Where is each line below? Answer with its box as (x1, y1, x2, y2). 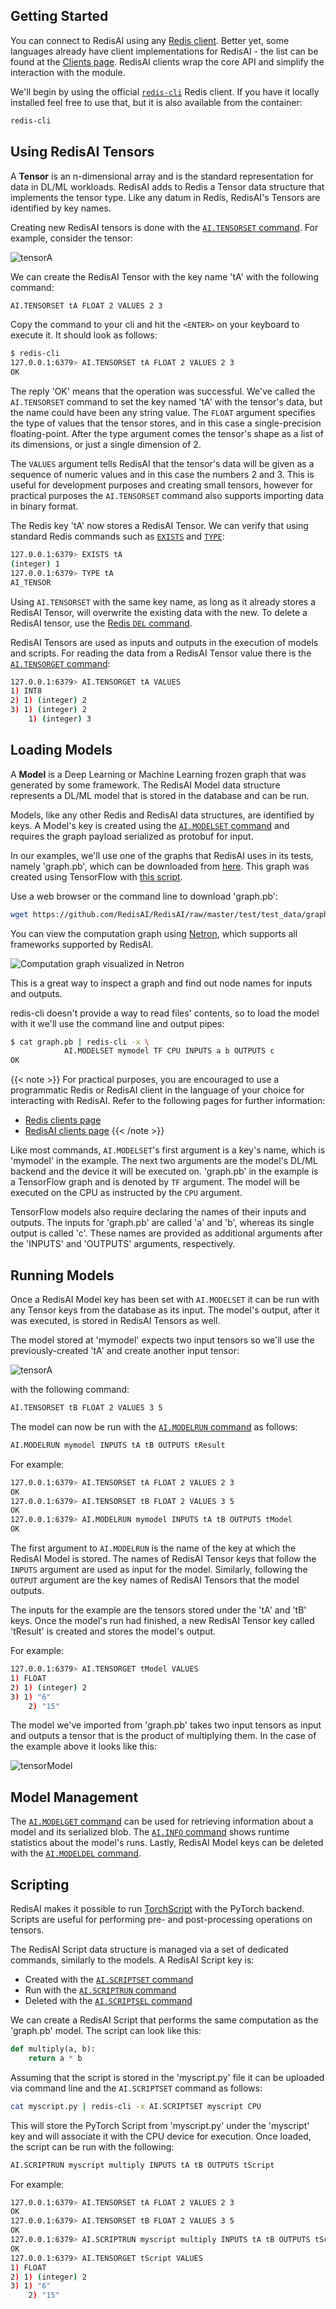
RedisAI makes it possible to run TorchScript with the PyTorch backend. (10, 1903, 305, 1914)
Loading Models (10, 742, 113, 759)
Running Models (10, 1267, 115, 1284)
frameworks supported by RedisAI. (10, 938, 154, 950)
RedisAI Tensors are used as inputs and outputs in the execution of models (10, 636, 319, 648)
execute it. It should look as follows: (10, 329, 158, 341)
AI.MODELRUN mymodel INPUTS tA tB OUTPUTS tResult (10, 1440, 226, 1450)
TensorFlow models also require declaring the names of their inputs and (10, 1206, 307, 1218)
